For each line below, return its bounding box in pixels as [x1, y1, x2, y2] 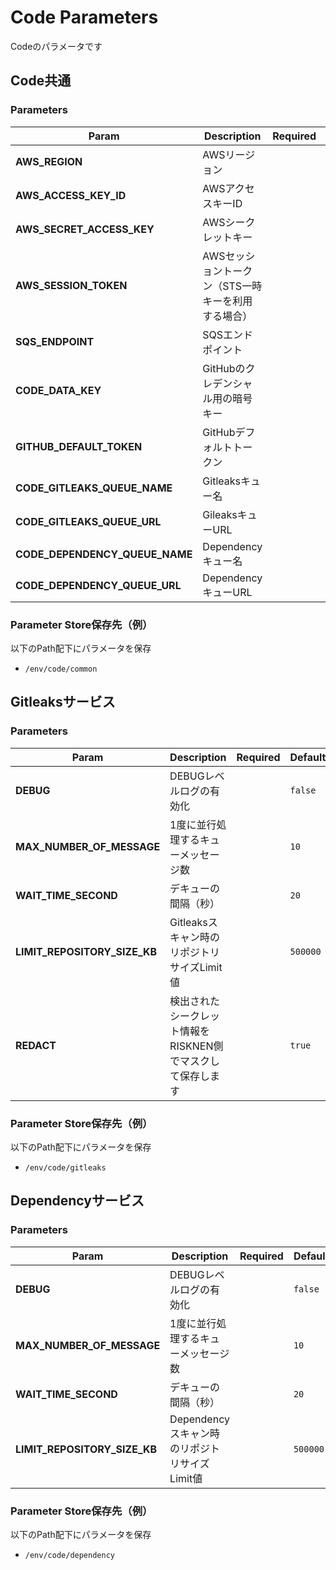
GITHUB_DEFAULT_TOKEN [15, 439, 143, 453]
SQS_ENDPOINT [15, 334, 95, 348]
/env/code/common [24, 664, 98, 674]
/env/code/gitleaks [24, 1162, 107, 1173]
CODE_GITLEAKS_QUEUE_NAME [15, 481, 173, 495]
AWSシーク [202, 215, 256, 229]
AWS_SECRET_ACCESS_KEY [15, 222, 155, 236]
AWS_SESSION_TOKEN [15, 278, 128, 292]
